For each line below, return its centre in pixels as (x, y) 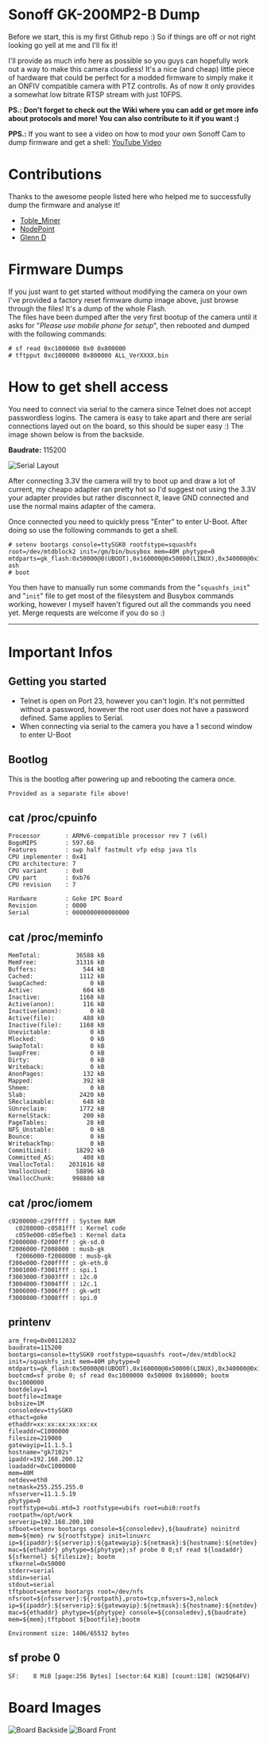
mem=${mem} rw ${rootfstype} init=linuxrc (79, 1536)
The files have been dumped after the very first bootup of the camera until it (133, 317)
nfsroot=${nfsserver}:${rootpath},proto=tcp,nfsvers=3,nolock (113, 1599)
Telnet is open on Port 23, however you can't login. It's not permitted (132, 701)
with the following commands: (58, 334)
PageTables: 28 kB (56, 1123)
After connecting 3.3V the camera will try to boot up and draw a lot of (122, 480)
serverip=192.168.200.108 (51, 1522)
